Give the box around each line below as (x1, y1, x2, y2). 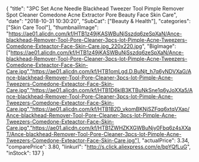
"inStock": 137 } (6, 150, 44, 156)
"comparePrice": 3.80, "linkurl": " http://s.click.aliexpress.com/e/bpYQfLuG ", (6, 143, 191, 150)
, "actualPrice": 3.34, (139, 137, 190, 144)
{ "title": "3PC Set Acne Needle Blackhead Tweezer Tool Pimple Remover (6, 5, 185, 12)
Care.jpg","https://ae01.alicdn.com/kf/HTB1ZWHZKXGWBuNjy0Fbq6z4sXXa (6, 124, 191, 131)
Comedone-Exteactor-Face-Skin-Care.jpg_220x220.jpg (6, 43, 142, 50)
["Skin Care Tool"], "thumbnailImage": (6, 24, 99, 31)
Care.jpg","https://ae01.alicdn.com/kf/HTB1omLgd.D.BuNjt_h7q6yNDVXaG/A (6, 68, 191, 74)
